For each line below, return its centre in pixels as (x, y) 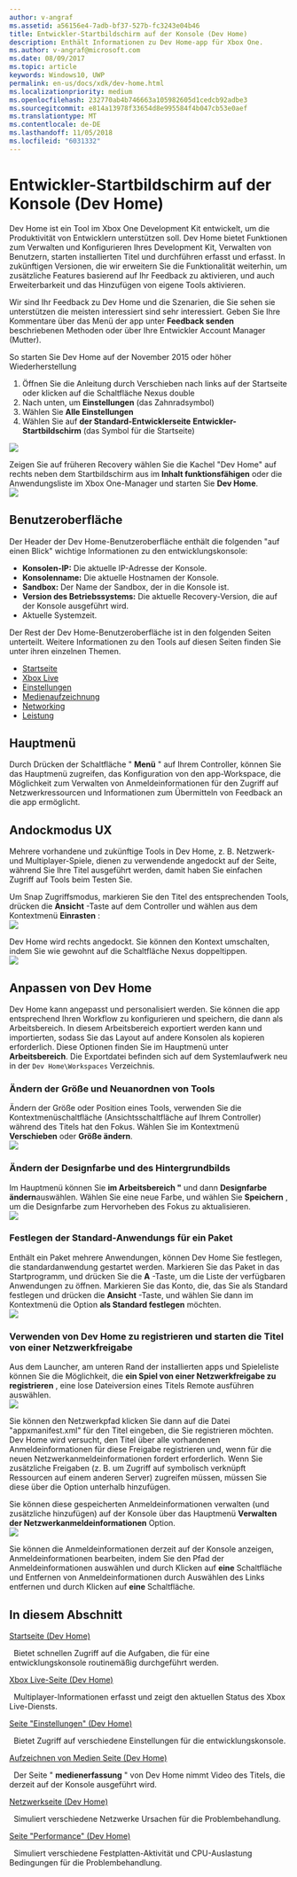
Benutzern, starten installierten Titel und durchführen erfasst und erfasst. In (147, 256)
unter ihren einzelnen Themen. (65, 651)
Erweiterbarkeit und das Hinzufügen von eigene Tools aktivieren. (128, 285)
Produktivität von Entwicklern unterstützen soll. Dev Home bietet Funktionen (148, 238)
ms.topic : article (43, 67)
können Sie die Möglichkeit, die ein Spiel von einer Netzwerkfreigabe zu (143, 1376)
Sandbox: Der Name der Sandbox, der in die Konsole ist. (125, 587)
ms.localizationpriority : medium (71, 91)
